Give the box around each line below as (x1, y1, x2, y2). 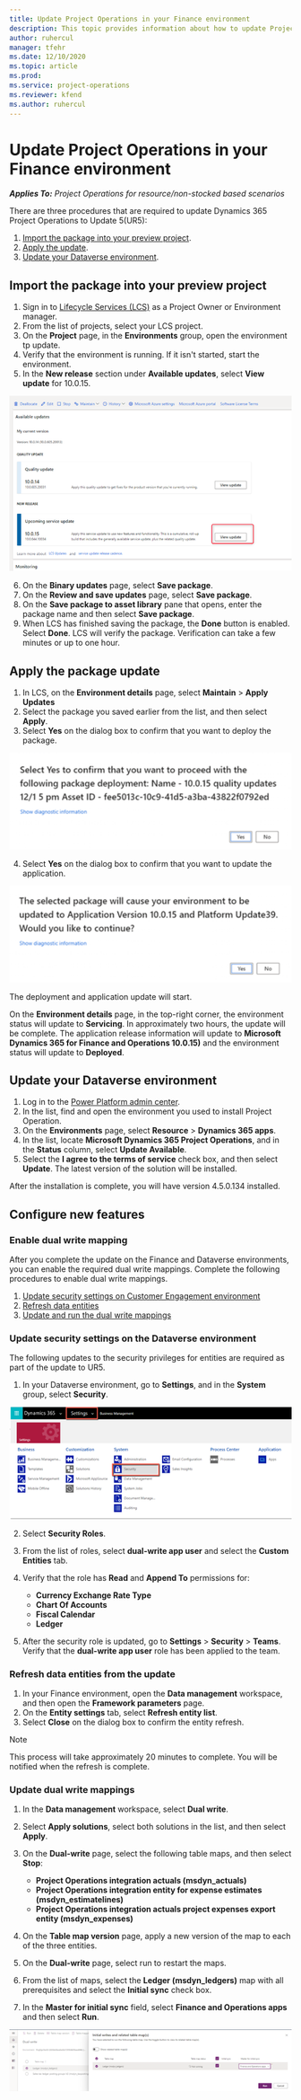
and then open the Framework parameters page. (21, 1698, 205, 1708)
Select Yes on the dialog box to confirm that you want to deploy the (21, 726, 271, 737)
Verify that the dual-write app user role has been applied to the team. (21, 1645, 280, 1656)
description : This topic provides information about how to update (9, 23, 267, 33)
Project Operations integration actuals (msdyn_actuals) (35, 1875, 247, 1886)
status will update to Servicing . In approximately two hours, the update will (9, 1018, 286, 1028)
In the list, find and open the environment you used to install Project (21, 1106, 272, 1117)
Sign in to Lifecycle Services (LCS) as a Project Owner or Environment (21, 302, 281, 313)
